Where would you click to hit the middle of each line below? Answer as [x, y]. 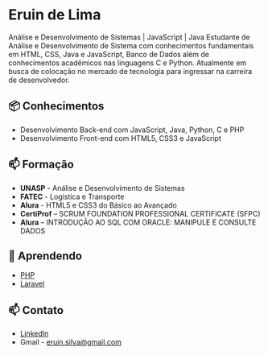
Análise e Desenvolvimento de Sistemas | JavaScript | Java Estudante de [129, 37]
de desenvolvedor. [39, 80]
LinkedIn [34, 334]
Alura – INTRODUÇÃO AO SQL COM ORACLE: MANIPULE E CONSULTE [138, 222]
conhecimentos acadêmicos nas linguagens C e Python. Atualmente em [128, 63]
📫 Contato [36, 310]
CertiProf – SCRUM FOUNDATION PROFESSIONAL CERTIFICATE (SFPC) [140, 213]
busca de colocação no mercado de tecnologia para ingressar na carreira [130, 71]
